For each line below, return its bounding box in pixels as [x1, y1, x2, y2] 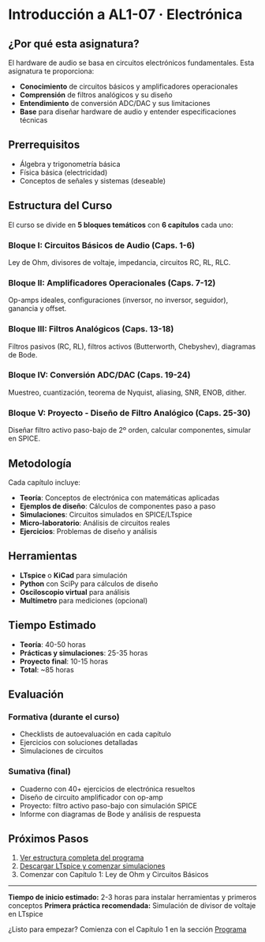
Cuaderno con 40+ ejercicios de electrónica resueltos [19, 784, 196, 793]
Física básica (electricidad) [19, 168, 108, 177]
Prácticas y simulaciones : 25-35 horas [19, 648, 148, 657]
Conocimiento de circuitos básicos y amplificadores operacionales [19, 81, 238, 91]
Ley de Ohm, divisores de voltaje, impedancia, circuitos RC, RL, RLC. [8, 257, 231, 267]
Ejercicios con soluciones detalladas [19, 738, 138, 747]
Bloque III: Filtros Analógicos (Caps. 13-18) [8, 323, 174, 335]
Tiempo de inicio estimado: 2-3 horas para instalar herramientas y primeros [8, 892, 257, 902]
